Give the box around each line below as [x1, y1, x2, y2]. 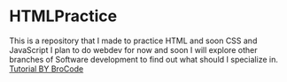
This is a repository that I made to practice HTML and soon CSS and [9, 35, 258, 46]
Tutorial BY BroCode [9, 63, 84, 74]
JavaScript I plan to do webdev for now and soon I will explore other [9, 44, 258, 55]
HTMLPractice [9, 6, 118, 26]
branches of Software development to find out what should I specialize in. [9, 54, 279, 64]
